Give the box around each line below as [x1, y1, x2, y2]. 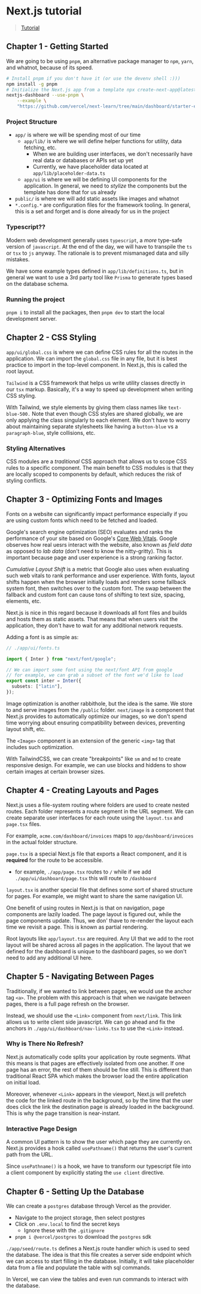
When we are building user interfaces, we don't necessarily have [32, 150, 193, 157]
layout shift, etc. [6, 725, 46, 732]
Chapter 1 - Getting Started [6, 41, 109, 52]
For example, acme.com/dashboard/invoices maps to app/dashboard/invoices [6, 832, 194, 839]
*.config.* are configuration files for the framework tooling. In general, [14, 201, 191, 208]
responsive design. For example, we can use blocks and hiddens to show [6, 761, 187, 768]
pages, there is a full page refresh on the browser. [6, 1000, 130, 1007]
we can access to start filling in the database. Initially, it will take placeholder [6, 1257, 194, 1265]
